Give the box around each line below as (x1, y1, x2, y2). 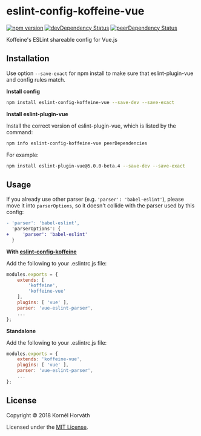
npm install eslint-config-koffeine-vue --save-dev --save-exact (6, 99, 174, 105)
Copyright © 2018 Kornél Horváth (6, 411, 90, 418)
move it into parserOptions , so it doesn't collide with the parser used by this (6, 202, 195, 209)
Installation (6, 53, 50, 64)
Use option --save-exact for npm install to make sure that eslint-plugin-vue (6, 70, 194, 77)
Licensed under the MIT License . (6, 423, 88, 431)
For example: (6, 151, 39, 158)
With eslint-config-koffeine (6, 248, 77, 255)
